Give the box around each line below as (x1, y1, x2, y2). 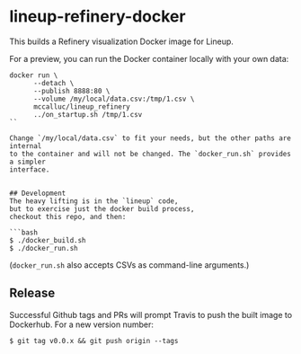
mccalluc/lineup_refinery (32, 102, 130, 111)
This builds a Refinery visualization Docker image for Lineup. (9, 36, 234, 47)
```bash (9, 227, 39, 237)
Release (9, 286, 56, 301)
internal (9, 141, 42, 150)
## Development (9, 189, 66, 198)
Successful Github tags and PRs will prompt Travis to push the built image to (9, 309, 293, 320)
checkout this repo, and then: (9, 212, 127, 221)
